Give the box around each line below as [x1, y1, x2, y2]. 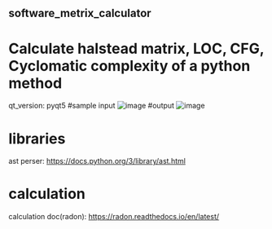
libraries [8, 130, 66, 148]
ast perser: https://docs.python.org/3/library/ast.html [8, 156, 186, 166]
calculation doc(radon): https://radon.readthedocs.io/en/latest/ [8, 212, 220, 222]
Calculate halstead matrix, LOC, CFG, [8, 39, 265, 58]
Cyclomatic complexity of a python [8, 56, 251, 75]
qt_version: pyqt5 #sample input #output [8, 101, 175, 111]
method [8, 73, 63, 92]
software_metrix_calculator [8, 7, 152, 20]
